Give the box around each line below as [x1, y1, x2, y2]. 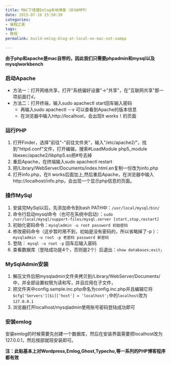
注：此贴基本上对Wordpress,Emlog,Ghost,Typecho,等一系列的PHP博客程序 [5, 348, 166, 354]
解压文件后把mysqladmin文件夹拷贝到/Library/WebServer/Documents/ [12, 273, 161, 280]
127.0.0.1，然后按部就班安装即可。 [5, 337, 77, 343]
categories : [5, 17, 31, 22]
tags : [5, 27, 17, 32]
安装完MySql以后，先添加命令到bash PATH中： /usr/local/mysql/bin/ [12, 204, 160, 210]
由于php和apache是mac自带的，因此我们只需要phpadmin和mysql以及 [5, 55, 155, 61]
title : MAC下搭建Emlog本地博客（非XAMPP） [5, 7, 89, 13]
